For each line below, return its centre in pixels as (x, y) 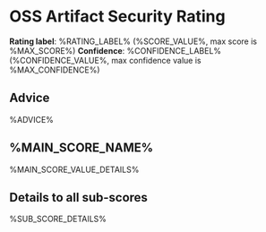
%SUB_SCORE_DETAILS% (58, 219)
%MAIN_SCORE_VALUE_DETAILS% (74, 169)
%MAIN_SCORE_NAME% (82, 148)
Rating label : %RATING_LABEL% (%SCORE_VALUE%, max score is (133, 41)
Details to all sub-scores (78, 198)
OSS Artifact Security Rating (117, 17)
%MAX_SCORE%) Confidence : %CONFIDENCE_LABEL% (116, 50)
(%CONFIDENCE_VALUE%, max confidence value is (105, 60)
